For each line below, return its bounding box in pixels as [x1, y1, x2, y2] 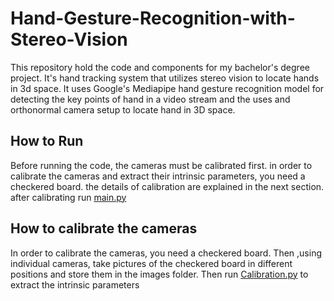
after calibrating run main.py [10, 191, 127, 203]
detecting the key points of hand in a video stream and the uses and [10, 93, 291, 105]
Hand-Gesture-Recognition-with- [10, 7, 296, 30]
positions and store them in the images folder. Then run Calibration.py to [10, 268, 309, 280]
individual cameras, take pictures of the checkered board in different [10, 257, 293, 269]
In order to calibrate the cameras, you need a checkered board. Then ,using [10, 247, 322, 259]
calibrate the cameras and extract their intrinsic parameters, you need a [10, 170, 306, 182]
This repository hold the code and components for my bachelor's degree [10, 61, 310, 73]
